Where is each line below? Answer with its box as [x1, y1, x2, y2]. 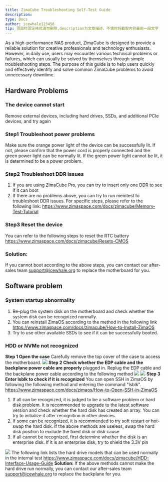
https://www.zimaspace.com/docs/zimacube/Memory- [42, 203, 155, 209]
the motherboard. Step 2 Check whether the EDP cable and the [5, 359, 143, 366]
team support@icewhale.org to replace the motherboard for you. [17, 267, 150, 273]
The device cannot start [5, 101, 65, 108]
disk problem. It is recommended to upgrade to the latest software [12, 402, 149, 408]
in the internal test [5, 455, 42, 461]
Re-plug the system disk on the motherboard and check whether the [12, 308, 154, 314]
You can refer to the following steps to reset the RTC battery [5, 232, 129, 238]
